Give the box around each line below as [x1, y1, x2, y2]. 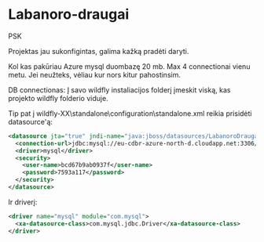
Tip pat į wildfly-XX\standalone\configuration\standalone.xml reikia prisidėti [8, 108, 252, 118]
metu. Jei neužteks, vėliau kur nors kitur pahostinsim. [8, 70, 181, 79]
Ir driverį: [8, 197, 38, 207]
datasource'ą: [8, 117, 53, 126]
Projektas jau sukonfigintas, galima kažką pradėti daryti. [8, 46, 189, 56]
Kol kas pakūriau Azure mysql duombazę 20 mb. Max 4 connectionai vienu [8, 61, 251, 71]
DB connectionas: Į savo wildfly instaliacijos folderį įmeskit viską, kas [8, 85, 231, 95]
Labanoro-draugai [8, 5, 130, 23]
